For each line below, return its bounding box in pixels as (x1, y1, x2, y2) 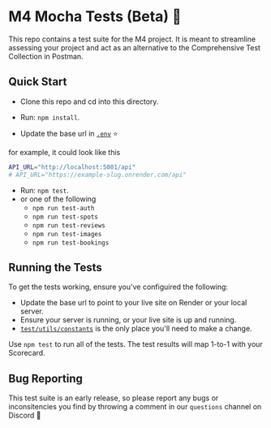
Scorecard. (8, 348, 46, 358)
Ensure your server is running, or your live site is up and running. (19, 315, 237, 325)
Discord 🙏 (8, 410, 42, 421)
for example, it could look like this (8, 147, 121, 157)
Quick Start (8, 75, 67, 89)
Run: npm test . (19, 185, 69, 195)
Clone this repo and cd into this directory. (19, 97, 159, 106)
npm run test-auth (32, 204, 95, 212)
